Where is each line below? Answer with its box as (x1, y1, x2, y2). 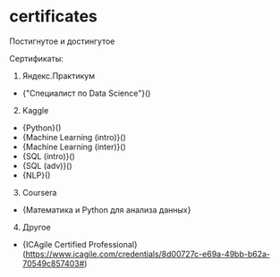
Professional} (88, 239, 139, 249)
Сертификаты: (9, 53, 64, 63)
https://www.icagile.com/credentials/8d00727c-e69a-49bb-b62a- (25, 248, 271, 259)
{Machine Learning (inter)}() (21, 141, 127, 152)
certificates (9, 6, 98, 27)
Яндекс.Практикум (21, 70, 96, 81)
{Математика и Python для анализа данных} (21, 204, 191, 215)
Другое (21, 222, 51, 232)
